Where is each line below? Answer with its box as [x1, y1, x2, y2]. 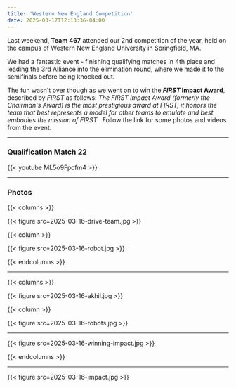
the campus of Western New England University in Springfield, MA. [7, 44, 202, 52]
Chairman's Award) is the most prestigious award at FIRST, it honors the [7, 101, 218, 109]
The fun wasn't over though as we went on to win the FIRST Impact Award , [7, 86, 225, 94]
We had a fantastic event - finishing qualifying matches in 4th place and [7, 57, 216, 65]
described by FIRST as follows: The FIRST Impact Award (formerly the [7, 93, 211, 102]
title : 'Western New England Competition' [7, 10, 133, 18]
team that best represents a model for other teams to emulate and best [7, 108, 214, 117]
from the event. [7, 123, 52, 131]
